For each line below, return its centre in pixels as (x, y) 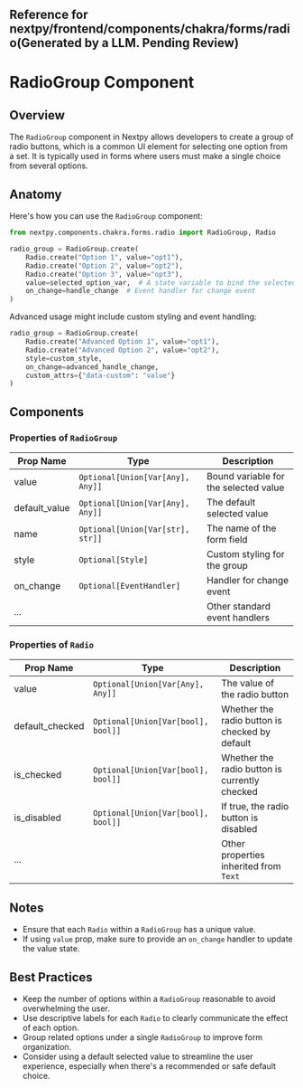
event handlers (238, 618)
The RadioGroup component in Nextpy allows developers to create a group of (151, 137)
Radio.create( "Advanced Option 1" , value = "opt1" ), (123, 342)
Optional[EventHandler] (130, 586)
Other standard (239, 607)
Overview (37, 115)
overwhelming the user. (66, 1008)
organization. (47, 1046)
